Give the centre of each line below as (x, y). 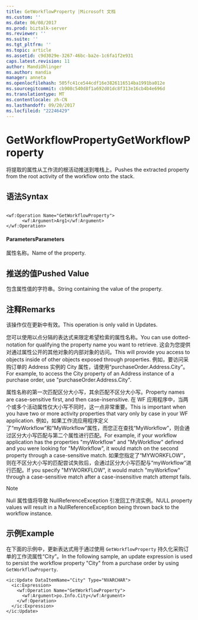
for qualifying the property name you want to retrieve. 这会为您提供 (109, 345)
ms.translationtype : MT (35, 94)
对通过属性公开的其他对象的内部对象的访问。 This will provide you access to (98, 352)
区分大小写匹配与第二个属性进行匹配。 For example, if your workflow (94, 435)
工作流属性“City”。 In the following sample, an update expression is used (104, 556)
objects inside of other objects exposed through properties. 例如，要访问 (95, 359)
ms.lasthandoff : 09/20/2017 (41, 105)
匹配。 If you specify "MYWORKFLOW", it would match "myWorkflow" (96, 470)
